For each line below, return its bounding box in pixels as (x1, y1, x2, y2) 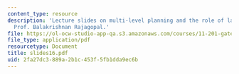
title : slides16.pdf (7, 50, 69, 57)
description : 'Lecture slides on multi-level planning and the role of (7, 17, 224, 24)
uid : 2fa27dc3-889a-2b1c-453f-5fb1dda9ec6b (7, 56, 139, 63)
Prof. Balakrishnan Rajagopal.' (14, 23, 110, 30)
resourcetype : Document (7, 43, 78, 50)
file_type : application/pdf (7, 37, 91, 44)
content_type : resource (7, 10, 78, 18)
